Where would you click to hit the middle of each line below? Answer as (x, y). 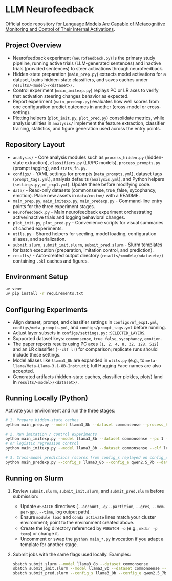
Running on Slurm (35, 479)
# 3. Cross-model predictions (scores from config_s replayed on (76, 458)
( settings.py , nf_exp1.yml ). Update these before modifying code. (82, 184)
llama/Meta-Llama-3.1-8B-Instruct (49, 366)
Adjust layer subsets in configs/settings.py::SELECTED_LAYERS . (79, 333)
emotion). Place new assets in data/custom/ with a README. (76, 195)
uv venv (14, 289)
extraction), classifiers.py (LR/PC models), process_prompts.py (92, 162)
